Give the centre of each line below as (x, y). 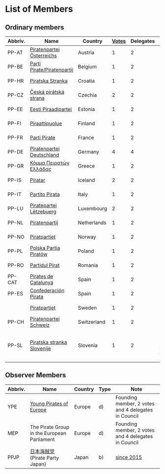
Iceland (86, 180)
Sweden (87, 308)
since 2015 (129, 457)
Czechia (87, 95)
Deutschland (44, 155)
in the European (48, 433)
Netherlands (92, 223)
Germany (89, 152)
